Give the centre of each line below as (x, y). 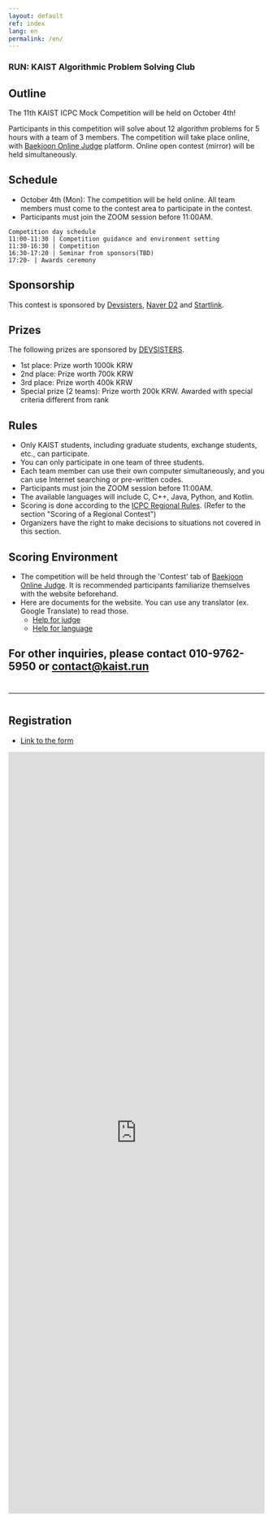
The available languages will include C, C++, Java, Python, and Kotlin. (137, 497)
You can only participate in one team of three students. (112, 462)
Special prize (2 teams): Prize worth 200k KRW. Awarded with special (136, 392)
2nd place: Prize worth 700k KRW (77, 374)
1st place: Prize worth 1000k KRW (76, 366)
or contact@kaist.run (93, 667)
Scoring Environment (63, 557)
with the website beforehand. (69, 594)
